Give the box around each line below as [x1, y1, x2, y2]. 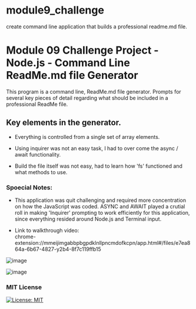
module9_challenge [6, 4, 105, 17]
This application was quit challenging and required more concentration [14, 197, 187, 204]
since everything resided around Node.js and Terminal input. [14, 215, 162, 222]
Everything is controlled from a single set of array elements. [14, 133, 160, 140]
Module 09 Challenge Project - [6, 44, 159, 57]
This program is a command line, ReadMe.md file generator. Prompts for [6, 88, 181, 95]
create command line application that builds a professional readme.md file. [6, 23, 187, 30]
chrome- [14, 233, 36, 240]
